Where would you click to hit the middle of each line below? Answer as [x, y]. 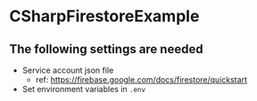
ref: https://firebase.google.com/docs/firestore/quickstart [141, 80]
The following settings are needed [106, 49]
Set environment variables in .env [83, 89]
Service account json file [68, 70]
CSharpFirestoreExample [104, 16]
